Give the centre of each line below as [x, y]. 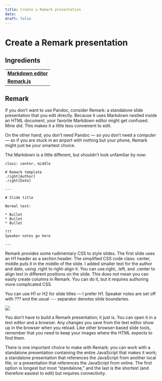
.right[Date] [18, 181]
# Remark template [23, 172]
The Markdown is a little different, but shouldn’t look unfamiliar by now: [76, 155]
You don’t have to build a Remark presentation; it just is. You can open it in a [81, 317]
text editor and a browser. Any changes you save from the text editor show [79, 323]
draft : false [18, 18]
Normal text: [18, 206]
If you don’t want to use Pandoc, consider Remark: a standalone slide [74, 110]
